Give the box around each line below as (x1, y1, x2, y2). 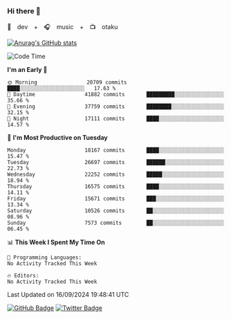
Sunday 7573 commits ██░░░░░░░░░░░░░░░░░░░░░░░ (7, 219, 225, 227)
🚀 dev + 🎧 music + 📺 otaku (7, 23, 118, 31)
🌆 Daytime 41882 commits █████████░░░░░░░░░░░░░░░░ (7, 91, 225, 98)
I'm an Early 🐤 (7, 66, 48, 74)
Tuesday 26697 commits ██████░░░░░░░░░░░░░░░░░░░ (7, 159, 225, 166)
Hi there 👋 (7, 6, 41, 16)
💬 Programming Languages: (7, 254, 82, 262)
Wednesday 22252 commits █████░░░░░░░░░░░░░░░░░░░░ (7, 171, 225, 179)
